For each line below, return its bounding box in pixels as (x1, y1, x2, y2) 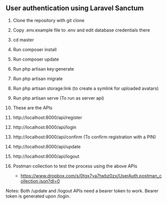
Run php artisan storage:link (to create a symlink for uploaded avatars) (13, 85, 159, 91)
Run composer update (13, 56, 59, 62)
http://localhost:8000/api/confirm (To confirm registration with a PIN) (13, 134, 156, 140)
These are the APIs (13, 105, 53, 111)
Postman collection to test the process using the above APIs (13, 163, 137, 169)
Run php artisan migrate (13, 75, 63, 82)
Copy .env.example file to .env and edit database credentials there (13, 27, 150, 33)
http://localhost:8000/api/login (13, 124, 77, 130)
